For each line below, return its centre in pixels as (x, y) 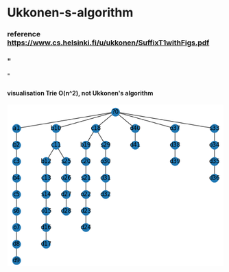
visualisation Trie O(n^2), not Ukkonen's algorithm (80, 93)
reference (24, 34)
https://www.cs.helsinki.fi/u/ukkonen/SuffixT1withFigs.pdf (108, 43)
